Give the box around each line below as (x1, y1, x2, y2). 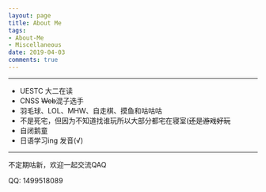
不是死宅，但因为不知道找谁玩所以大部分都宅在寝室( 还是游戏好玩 (19, 116, 231, 125)
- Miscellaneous (8, 41, 62, 49)
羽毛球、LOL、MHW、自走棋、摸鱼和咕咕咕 (19, 106, 162, 115)
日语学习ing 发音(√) (19, 136, 84, 145)
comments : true (8, 56, 59, 64)
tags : (8, 26, 26, 34)
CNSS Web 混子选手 (19, 96, 85, 106)
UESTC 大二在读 (19, 86, 74, 95)
